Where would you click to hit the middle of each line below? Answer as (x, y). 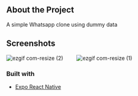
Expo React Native (38, 86)
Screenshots (31, 44)
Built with (21, 74)
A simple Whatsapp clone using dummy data (62, 24)
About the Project (40, 10)
